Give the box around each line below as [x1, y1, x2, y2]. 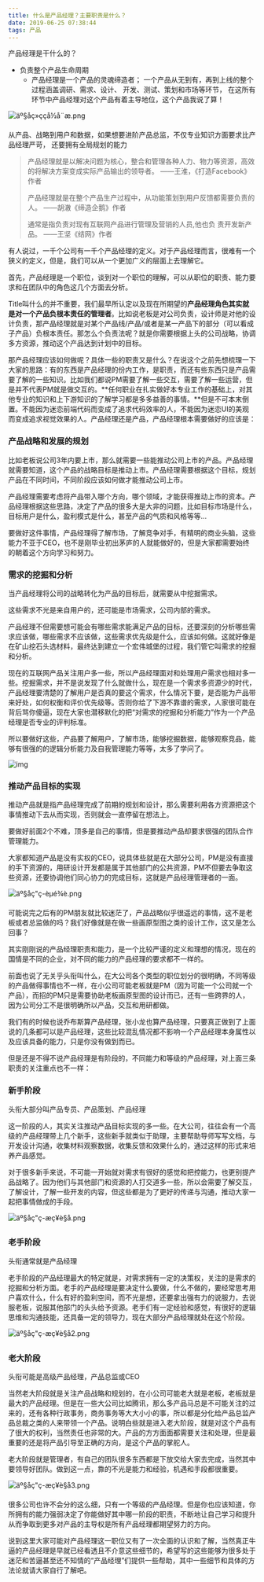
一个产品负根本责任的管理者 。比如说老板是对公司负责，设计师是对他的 [21, 309, 249, 318]
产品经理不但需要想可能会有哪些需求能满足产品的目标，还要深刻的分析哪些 [8, 622, 249, 631]
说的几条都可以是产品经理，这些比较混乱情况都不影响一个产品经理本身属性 [8, 1027, 249, 1036]
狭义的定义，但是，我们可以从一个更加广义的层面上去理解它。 [8, 256, 208, 266]
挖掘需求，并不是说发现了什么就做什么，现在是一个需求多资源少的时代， [21, 678, 256, 687]
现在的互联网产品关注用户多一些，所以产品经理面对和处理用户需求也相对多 [8, 668, 249, 677]
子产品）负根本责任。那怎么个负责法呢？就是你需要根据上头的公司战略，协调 [8, 329, 256, 338]
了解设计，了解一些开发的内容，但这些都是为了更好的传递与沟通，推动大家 [8, 1186, 249, 1196]
